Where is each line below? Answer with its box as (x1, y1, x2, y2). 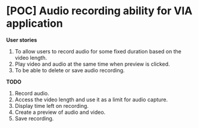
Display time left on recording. (14, 102, 89, 109)
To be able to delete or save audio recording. (14, 66, 125, 73)
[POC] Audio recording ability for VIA (6, 4, 193, 18)
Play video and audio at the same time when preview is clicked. (14, 60, 171, 68)
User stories (6, 36, 37, 43)
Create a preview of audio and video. (14, 108, 106, 116)
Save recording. (14, 114, 54, 122)
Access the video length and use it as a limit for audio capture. (14, 96, 168, 103)
